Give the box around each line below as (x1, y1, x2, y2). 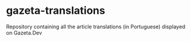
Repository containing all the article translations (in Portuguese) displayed (6, 23, 186, 30)
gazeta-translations (6, 4, 106, 17)
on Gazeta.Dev (6, 29, 42, 36)
